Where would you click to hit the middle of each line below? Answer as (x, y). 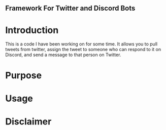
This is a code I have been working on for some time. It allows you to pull (81, 44)
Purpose (24, 75)
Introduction (32, 30)
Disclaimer (28, 121)
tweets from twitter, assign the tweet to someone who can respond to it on (83, 50)
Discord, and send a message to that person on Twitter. (63, 55)
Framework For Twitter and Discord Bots (70, 8)
